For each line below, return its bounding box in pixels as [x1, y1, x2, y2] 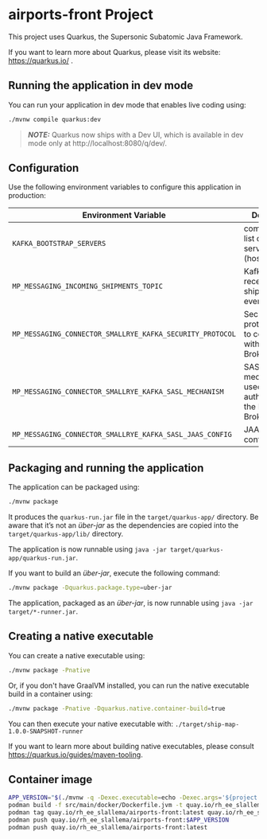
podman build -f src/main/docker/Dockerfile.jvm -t [8, 802, 183, 810]
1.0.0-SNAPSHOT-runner [8, 727, 83, 736]
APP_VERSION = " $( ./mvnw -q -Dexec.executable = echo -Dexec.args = [8, 794, 222, 802]
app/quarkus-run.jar [8, 555, 77, 563]
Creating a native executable [8, 630, 153, 643]
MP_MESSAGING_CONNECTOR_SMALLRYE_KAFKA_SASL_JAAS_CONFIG [12, 430, 232, 439]
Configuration [8, 162, 79, 175]
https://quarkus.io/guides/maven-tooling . [8, 750, 143, 759]
